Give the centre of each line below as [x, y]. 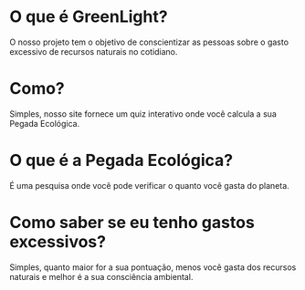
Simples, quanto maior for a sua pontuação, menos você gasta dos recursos [153, 267]
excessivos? [58, 242]
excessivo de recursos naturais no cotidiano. [94, 51]
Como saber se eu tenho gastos [132, 223]
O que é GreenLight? [89, 17]
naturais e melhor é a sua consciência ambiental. [101, 276]
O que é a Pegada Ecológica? [121, 161]
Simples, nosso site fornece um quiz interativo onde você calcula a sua [143, 114]
